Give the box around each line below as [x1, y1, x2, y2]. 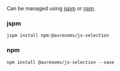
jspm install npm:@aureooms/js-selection [6, 33, 109, 38]
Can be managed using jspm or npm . [6, 5, 96, 12]
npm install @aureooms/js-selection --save [6, 59, 115, 65]
